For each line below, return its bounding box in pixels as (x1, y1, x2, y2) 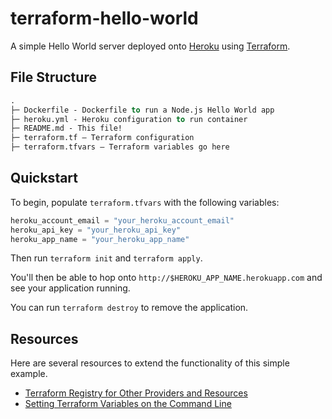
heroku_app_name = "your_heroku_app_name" (10, 234, 190, 244)
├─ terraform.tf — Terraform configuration (10, 133, 195, 143)
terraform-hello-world (10, 7, 199, 30)
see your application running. (10, 282, 131, 294)
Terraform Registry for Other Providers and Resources (24, 387, 248, 399)
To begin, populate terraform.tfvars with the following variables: (10, 196, 280, 208)
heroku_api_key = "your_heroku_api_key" (10, 225, 182, 235)
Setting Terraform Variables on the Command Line (24, 398, 232, 410)
